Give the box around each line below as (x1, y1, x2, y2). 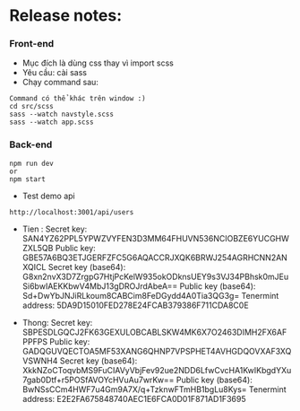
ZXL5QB (21, 242, 54, 253)
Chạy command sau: (21, 77, 99, 88)
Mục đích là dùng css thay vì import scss (21, 57, 175, 68)
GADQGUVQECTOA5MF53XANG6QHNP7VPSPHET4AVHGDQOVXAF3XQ (21, 345, 292, 356)
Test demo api (21, 190, 75, 201)
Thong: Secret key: (21, 317, 93, 328)
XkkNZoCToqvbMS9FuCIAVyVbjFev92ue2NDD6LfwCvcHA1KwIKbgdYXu (21, 364, 292, 375)
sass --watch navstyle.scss (9, 109, 115, 119)
